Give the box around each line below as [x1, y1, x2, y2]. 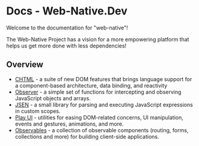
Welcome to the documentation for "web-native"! [6, 24, 128, 31]
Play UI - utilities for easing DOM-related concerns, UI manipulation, [14, 114, 183, 121]
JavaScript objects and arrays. [14, 94, 91, 102]
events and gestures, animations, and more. [14, 120, 124, 127]
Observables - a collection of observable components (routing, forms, [14, 126, 189, 133]
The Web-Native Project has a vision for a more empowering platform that [6, 35, 189, 43]
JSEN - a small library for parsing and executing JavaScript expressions [14, 101, 194, 108]
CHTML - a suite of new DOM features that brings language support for [14, 75, 192, 82]
